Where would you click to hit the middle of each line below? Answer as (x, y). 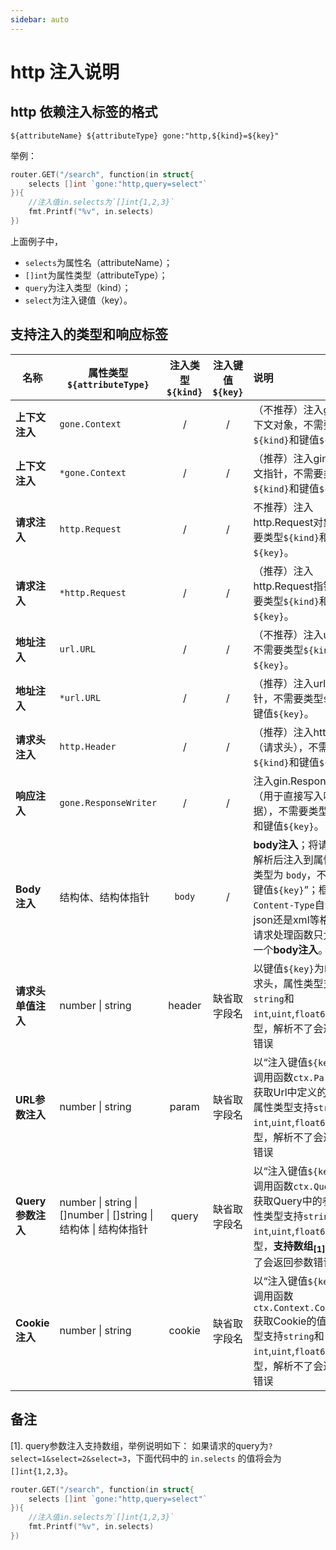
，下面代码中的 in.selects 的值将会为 (204, 1458)
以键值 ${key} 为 (289, 968)
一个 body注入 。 (291, 949)
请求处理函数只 (288, 934)
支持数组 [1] (299, 1247)
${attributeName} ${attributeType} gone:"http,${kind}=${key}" (145, 136)
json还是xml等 (286, 919)
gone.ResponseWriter (108, 802)
